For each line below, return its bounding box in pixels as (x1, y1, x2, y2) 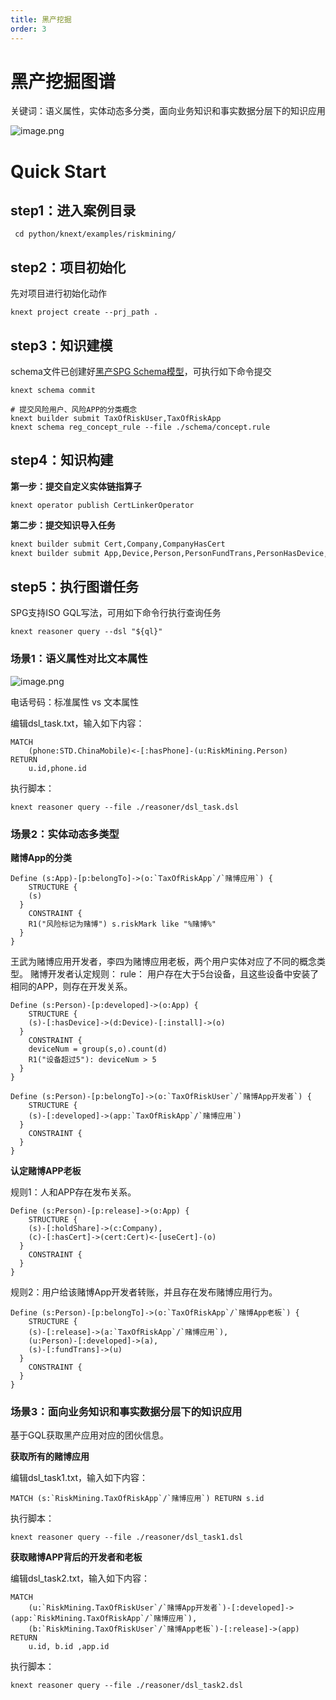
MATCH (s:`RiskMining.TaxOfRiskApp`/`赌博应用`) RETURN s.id (10, 1494, 265, 1504)
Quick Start (10, 160, 107, 183)
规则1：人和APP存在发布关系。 (10, 1186, 137, 1198)
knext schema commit (10, 386, 97, 396)
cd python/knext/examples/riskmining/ (14, 229, 177, 240)
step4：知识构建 (10, 452, 114, 469)
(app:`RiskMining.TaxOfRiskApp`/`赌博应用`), (10, 1614, 198, 1624)
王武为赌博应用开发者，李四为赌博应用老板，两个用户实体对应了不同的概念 (10, 956, 317, 968)
